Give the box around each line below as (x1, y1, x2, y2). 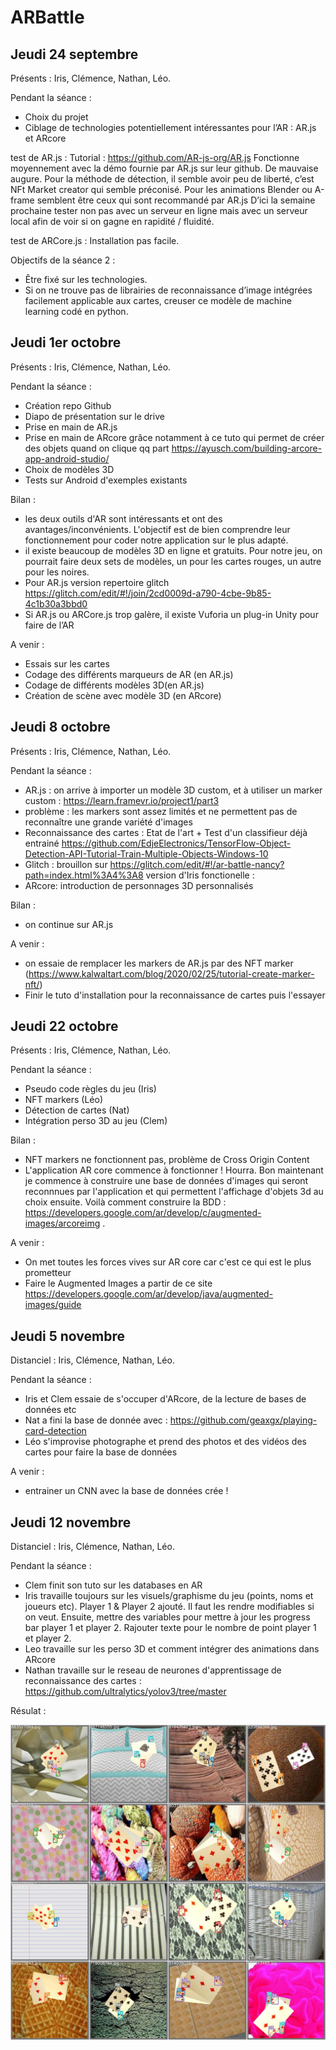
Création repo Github (24, 399, 112, 411)
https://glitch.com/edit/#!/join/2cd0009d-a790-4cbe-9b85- (24, 587, 272, 599)
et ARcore (24, 132, 67, 144)
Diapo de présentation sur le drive (24, 410, 165, 422)
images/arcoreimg (24, 1217, 101, 1230)
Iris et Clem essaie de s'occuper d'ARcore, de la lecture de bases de (24, 1393, 307, 1405)
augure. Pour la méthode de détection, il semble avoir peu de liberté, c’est (10, 173, 315, 185)
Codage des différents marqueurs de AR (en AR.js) (24, 668, 234, 680)
